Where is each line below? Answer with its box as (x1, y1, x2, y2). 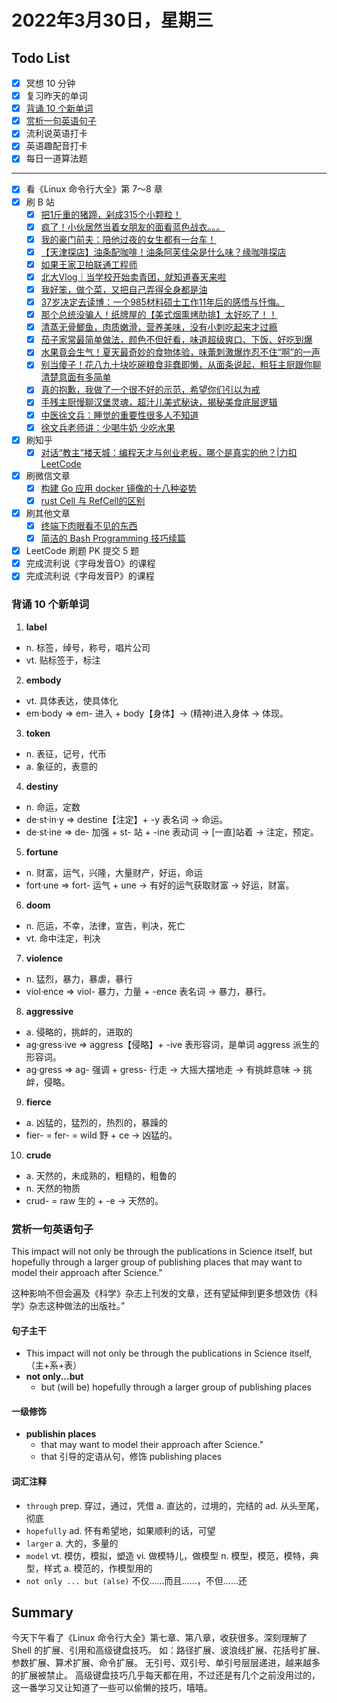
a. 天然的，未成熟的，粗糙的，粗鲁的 (25, 1169, 177, 1181)
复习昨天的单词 (25, 90, 88, 102)
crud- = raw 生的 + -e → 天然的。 (25, 1194, 164, 1206)
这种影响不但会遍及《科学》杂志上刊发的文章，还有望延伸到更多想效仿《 (11, 1287, 309, 1299)
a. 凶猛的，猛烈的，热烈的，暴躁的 (25, 1116, 168, 1128)
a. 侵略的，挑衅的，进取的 (25, 1026, 133, 1038)
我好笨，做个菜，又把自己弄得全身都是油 (40, 283, 208, 295)
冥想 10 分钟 (25, 77, 76, 89)
